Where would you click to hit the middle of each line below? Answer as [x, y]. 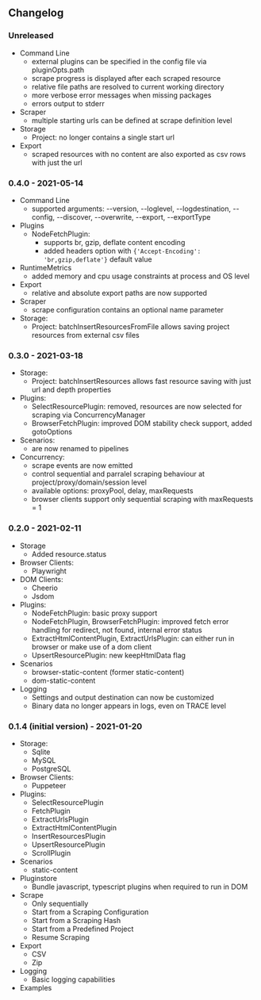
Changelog [36, 13]
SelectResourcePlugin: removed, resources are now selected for [137, 407]
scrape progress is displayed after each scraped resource [126, 78]
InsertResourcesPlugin [68, 836]
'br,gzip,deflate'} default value [98, 259]
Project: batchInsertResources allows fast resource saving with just [141, 381]
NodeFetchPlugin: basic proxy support [94, 613]
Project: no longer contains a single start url [103, 137]
